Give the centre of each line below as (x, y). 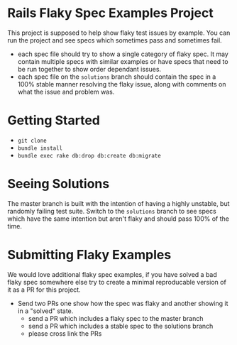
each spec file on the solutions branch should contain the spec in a (117, 77)
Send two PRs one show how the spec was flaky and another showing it (123, 303)
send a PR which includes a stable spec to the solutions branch (121, 326)
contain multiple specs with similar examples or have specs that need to (123, 61)
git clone (32, 141)
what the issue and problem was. (66, 92)
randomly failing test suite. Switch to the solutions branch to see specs (112, 211)
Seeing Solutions (59, 184)
